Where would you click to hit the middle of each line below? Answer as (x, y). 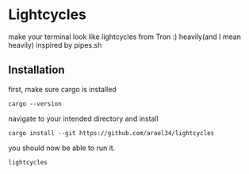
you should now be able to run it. (62, 148)
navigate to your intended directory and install (83, 118)
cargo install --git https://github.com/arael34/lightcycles (111, 133)
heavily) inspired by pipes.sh (55, 44)
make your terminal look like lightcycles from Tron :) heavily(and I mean (125, 37)
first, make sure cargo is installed (62, 89)
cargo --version (35, 104)
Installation (36, 70)
